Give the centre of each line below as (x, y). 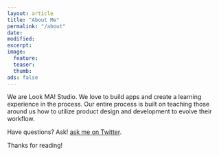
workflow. (21, 119)
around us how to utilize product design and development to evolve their (109, 111)
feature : (26, 58)
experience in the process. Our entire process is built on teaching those (108, 104)
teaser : (24, 65)
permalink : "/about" (37, 26)
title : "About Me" (33, 20)
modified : (21, 39)
